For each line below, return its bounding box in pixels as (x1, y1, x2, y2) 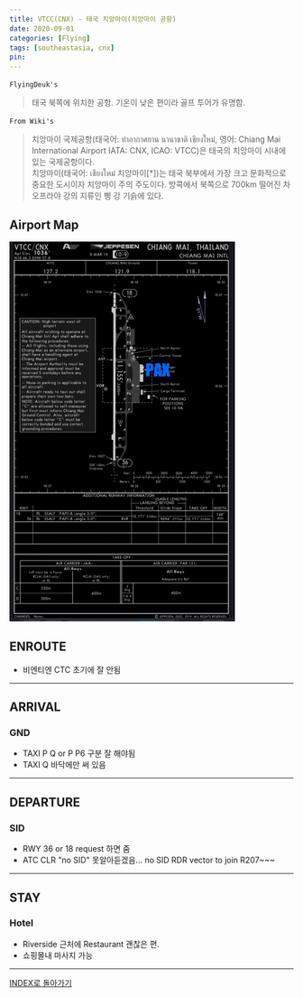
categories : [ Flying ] (9, 33, 91, 42)
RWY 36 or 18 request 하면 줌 (22, 843, 131, 854)
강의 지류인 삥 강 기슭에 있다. (62, 191, 164, 201)
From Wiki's (9, 117, 54, 126)
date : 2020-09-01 (9, 23, 75, 33)
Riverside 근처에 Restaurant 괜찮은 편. (22, 938, 160, 949)
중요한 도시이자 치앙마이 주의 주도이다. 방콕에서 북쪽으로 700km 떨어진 (31, 179, 281, 190)
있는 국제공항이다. (31, 156, 95, 167)
